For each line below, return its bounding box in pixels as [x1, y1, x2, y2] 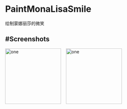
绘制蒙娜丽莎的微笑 [5, 20, 45, 26]
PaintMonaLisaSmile [5, 3, 92, 15]
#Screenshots [5, 35, 50, 43]
